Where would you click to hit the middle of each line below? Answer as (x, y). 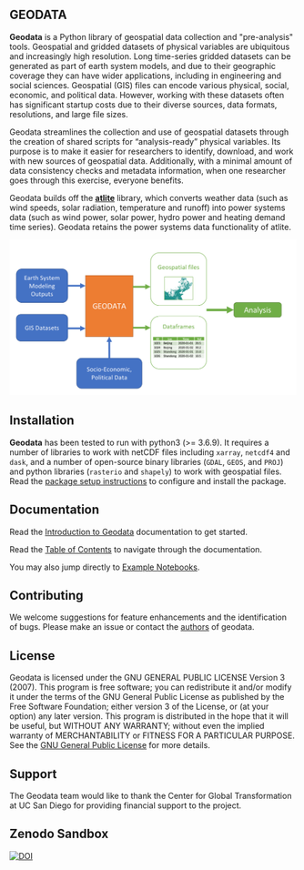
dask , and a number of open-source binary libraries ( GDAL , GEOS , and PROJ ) (147, 461)
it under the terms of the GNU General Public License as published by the (147, 697)
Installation (42, 421)
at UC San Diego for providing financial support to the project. (126, 805)
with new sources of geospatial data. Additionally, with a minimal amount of (151, 161)
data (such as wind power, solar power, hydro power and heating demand (147, 217)
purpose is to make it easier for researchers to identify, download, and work (152, 151)
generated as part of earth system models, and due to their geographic (142, 66)
